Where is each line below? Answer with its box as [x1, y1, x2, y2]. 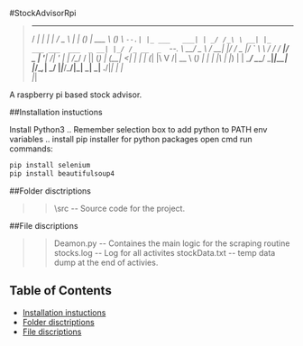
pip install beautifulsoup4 [9, 168, 115, 178]
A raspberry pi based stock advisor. [9, 89, 142, 100]
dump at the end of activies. [53, 257, 159, 268]
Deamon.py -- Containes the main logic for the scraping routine [53, 238, 290, 249]
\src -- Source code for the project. [53, 203, 186, 214]
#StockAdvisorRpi [9, 8, 77, 18]
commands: [9, 143, 54, 154]
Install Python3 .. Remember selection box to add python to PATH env [9, 124, 268, 134]
